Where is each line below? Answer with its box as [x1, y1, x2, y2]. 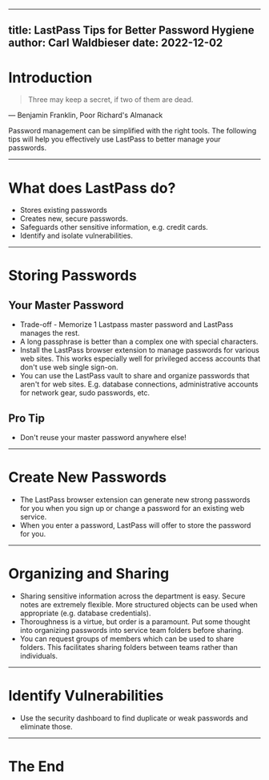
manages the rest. [19, 329, 80, 338]
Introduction [8, 68, 93, 87]
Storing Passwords [8, 267, 138, 285]
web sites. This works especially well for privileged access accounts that [19, 354, 261, 364]
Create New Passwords [8, 468, 167, 487]
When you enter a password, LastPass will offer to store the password [19, 521, 251, 530]
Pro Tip [8, 411, 46, 425]
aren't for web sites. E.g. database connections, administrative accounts [19, 379, 259, 390]
